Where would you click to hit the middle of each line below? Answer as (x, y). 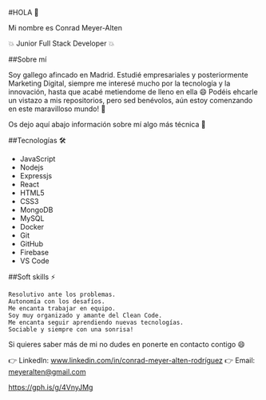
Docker (32, 227)
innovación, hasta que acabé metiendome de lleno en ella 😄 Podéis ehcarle (133, 92)
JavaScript (38, 159)
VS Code (34, 261)
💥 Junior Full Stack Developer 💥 (62, 43)
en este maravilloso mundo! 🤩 (57, 109)
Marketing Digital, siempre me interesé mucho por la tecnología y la (119, 83)
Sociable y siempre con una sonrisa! (71, 330)
